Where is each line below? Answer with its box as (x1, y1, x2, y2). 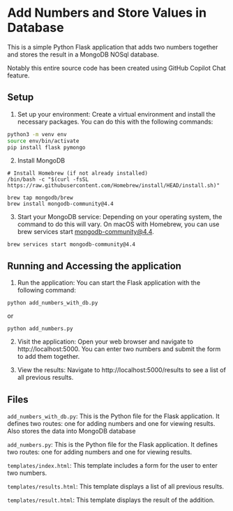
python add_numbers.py (7, 325, 73, 332)
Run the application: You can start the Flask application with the (17, 279, 201, 287)
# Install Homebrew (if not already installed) (7, 170, 149, 177)
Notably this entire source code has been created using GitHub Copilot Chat (7, 64, 226, 72)
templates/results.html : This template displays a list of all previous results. (7, 482, 225, 490)
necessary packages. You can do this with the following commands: (17, 117, 213, 126)
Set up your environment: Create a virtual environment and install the (17, 110, 216, 118)
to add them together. (17, 353, 80, 361)
